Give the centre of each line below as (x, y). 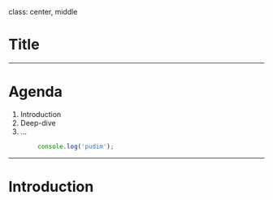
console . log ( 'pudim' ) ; (76, 146)
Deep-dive (38, 123)
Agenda (35, 92)
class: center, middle (43, 12)
